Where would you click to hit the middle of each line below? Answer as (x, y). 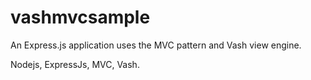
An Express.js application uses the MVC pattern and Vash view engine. (156, 45)
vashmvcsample (80, 17)
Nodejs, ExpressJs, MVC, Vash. (75, 64)
